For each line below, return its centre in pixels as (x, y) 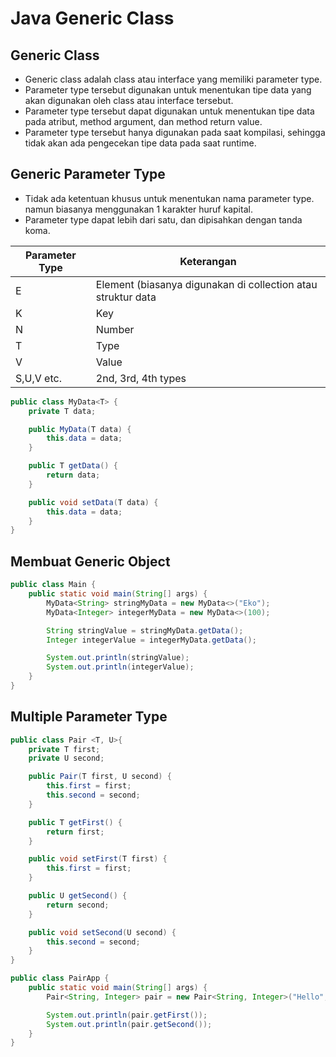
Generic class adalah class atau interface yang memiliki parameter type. (173, 79)
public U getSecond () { (78, 896)
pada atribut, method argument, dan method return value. (143, 121)
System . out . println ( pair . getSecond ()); (129, 1024)
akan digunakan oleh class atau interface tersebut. (129, 100)
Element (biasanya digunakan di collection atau (206, 284)
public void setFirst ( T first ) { (98, 859)
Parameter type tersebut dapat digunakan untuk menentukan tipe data (169, 111)
